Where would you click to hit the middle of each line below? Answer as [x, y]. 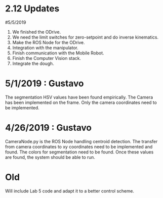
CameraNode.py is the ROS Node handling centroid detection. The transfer [81, 141]
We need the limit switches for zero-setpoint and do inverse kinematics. [85, 37]
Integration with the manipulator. [45, 48]
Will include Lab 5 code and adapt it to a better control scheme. [70, 191]
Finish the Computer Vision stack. [47, 58]
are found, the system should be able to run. [50, 157]
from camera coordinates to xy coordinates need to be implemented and [79, 147]
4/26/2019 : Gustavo [48, 128]
